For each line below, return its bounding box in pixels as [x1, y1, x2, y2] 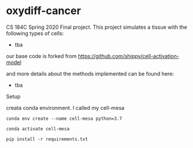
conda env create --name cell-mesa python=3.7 [6, 116, 122, 122]
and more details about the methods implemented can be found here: [6, 70, 175, 77]
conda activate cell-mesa [6, 126, 69, 132]
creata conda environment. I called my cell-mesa [6, 104, 125, 111]
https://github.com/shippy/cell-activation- [78, 52, 179, 59]
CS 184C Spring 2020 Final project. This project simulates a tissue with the [6, 23, 187, 31]
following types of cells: [6, 29, 64, 36]
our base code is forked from [6, 52, 77, 59]
